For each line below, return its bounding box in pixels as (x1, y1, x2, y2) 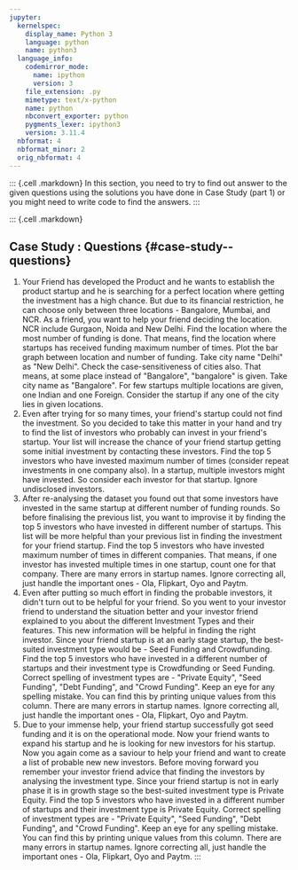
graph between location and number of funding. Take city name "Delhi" (21, 352, 284, 363)
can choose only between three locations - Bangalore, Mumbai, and (21, 305, 271, 316)
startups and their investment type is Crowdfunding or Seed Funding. (21, 662, 276, 674)
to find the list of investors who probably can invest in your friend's (21, 427, 268, 438)
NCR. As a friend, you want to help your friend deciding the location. (21, 314, 272, 325)
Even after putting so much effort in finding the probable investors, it (21, 587, 273, 599)
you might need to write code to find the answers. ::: (9, 196, 200, 207)
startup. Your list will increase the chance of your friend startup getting (21, 436, 281, 448)
